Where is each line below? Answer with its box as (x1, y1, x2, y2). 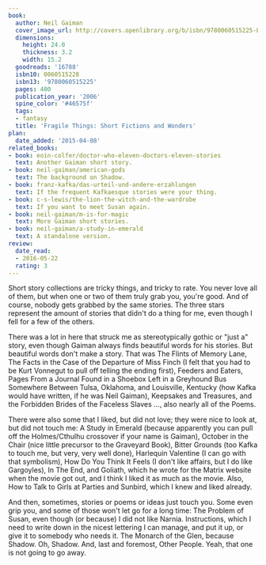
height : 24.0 (22, 41, 66, 49)
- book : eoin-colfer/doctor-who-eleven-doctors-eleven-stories (8, 151, 222, 159)
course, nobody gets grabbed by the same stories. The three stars (8, 300, 225, 309)
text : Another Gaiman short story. (15, 159, 133, 167)
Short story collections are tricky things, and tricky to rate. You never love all (8, 283, 257, 293)
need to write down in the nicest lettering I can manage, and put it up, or (8, 523, 244, 533)
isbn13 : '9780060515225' (15, 78, 97, 85)
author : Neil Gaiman (15, 19, 83, 27)
